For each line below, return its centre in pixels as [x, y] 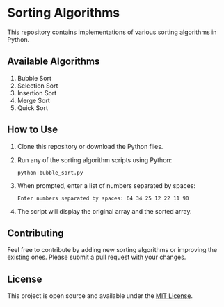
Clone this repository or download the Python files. [90, 146]
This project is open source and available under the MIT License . [100, 296]
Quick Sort [33, 108]
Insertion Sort [37, 93]
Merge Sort [33, 100]
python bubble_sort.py [50, 173]
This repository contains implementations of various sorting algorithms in [112, 32]
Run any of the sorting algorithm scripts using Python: [95, 160]
